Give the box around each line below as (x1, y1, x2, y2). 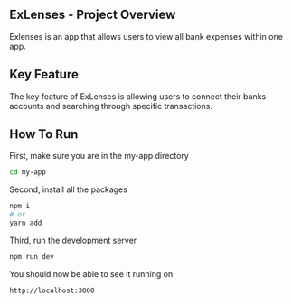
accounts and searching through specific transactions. (9, 100, 212, 111)
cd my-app (9, 168, 47, 177)
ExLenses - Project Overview (9, 7, 176, 23)
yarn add (9, 218, 42, 228)
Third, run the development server (9, 235, 137, 245)
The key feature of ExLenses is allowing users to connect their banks (9, 90, 267, 102)
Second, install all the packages (9, 184, 128, 195)
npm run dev (9, 252, 54, 261)
